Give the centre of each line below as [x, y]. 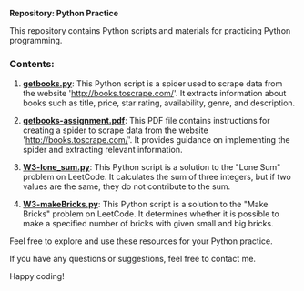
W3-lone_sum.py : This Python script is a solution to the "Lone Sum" [152, 167]
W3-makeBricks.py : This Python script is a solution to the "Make [145, 205]
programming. [36, 40]
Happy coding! [37, 276]
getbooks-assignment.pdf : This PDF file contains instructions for [146, 121]
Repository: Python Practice [64, 13]
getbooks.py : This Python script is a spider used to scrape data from [152, 84]
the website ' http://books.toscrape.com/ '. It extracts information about [154, 94]
